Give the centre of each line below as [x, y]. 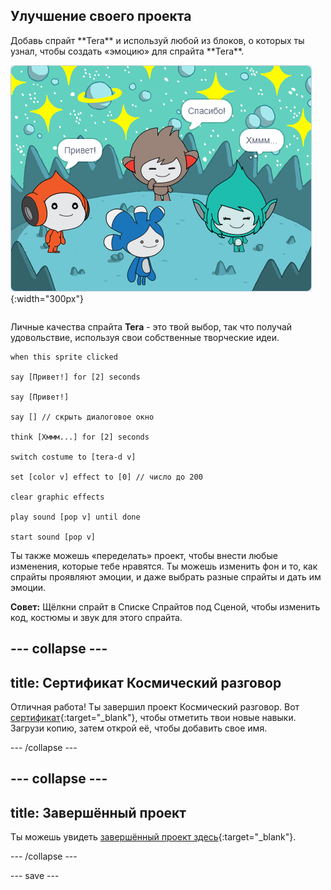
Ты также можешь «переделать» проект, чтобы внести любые [144, 555]
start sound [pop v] [53, 537]
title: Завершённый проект [98, 812]
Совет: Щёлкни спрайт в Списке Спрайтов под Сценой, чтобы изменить [165, 606]
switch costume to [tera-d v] [73, 457]
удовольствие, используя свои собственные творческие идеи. [145, 337]
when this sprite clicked [64, 357]
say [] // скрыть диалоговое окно [82, 417]
